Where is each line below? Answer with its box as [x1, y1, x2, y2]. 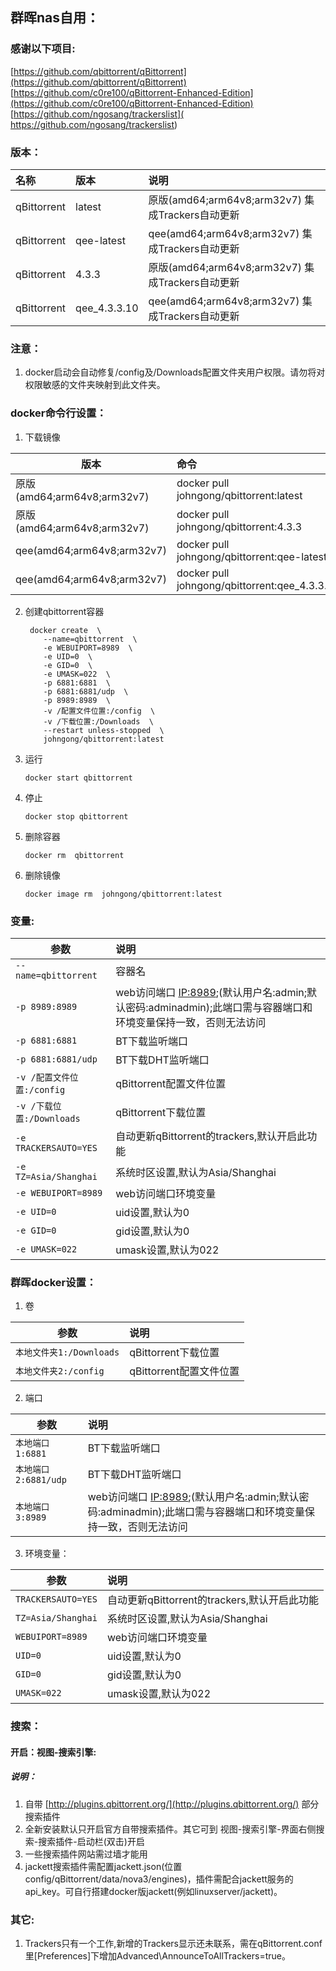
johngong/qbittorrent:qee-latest [176, 549, 328, 563]
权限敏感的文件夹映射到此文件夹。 [24, 379, 166, 391]
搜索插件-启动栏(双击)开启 [38, 1835, 145, 1847]
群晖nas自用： [10, 9, 100, 27]
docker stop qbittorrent [24, 811, 129, 822]
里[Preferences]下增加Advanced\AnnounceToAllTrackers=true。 [24, 1949, 291, 1962]
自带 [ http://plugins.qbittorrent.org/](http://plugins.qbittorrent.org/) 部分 [24, 1798, 320, 1810]
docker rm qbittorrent [24, 850, 125, 860]
